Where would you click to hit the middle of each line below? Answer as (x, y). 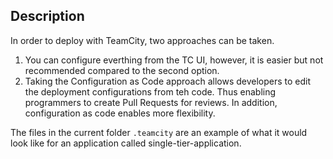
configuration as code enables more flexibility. (120, 113)
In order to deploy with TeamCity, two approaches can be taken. (142, 40)
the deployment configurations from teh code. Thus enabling (150, 91)
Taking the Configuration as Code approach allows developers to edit (168, 81)
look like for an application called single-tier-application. (126, 143)
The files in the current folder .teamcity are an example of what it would (159, 132)
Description (47, 16)
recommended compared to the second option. (122, 70)
